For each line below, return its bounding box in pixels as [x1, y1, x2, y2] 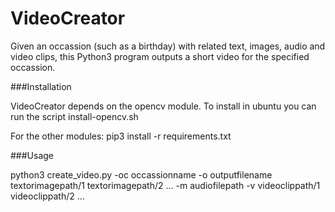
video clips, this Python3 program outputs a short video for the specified [10, 50, 310, 62]
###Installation [10, 80, 72, 92]
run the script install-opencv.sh [10, 110, 139, 122]
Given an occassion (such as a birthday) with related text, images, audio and [10, 40, 326, 52]
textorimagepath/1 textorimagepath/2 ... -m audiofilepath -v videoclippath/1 [10, 179, 321, 191]
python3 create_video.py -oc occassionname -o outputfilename [10, 168, 273, 181]
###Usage [10, 149, 55, 161]
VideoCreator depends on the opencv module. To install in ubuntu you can [10, 100, 317, 112]
